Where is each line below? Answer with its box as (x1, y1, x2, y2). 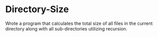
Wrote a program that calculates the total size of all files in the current (5, 20, 153, 26)
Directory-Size (5, 4, 69, 15)
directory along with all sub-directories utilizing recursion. (5, 25, 128, 31)
